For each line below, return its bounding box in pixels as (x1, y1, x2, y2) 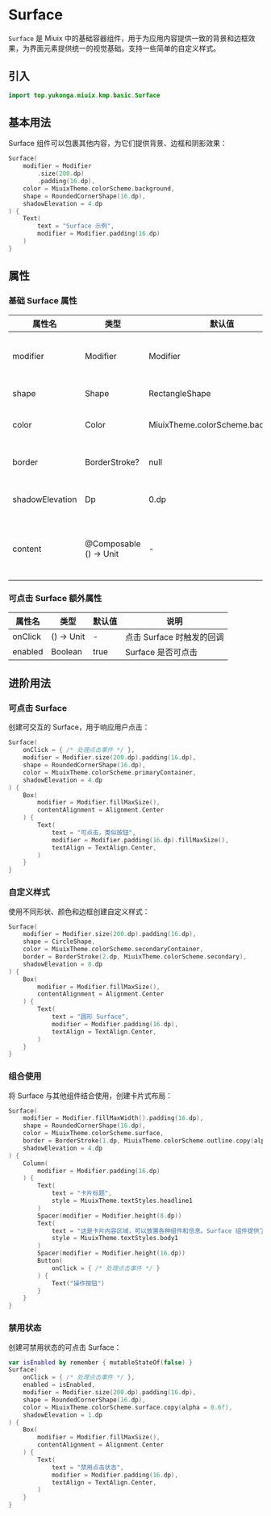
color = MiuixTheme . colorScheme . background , (23, 184, 175, 193)
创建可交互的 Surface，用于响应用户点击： (8, 722, 150, 732)
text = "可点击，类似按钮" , (51, 829, 136, 837)
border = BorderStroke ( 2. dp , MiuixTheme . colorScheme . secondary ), (23, 953, 248, 961)
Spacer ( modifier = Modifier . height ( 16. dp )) (37, 1249, 186, 1258)
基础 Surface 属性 (8, 295, 78, 307)
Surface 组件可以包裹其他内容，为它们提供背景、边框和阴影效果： (8, 139, 227, 148)
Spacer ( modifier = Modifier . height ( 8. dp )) (37, 1212, 182, 1220)
